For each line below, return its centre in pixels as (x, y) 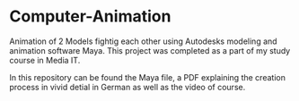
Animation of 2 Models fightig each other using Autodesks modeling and (143, 41)
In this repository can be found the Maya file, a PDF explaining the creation (147, 77)
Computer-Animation (90, 17)
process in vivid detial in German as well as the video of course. (128, 87)
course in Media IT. (45, 60)
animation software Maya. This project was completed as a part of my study (150, 50)
